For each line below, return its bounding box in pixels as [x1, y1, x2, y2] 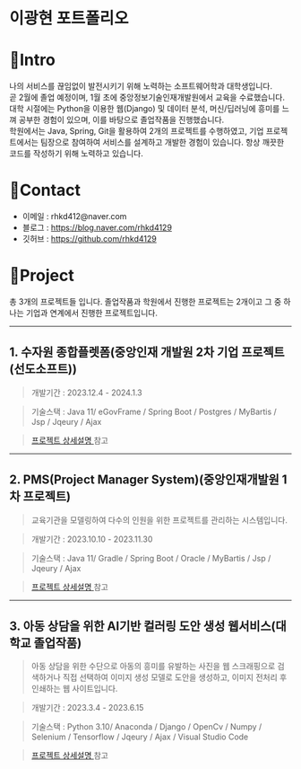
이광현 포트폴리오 [9, 8, 129, 29]
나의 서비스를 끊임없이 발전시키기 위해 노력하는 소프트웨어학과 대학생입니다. [9, 81, 273, 92]
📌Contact [9, 181, 82, 200]
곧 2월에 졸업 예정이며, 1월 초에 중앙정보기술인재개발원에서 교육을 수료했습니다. [9, 92, 285, 103]
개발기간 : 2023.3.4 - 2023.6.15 [30, 703, 144, 713]
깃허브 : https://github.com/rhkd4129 [21, 234, 157, 244]
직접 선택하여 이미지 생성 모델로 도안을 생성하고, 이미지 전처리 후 [62, 672, 288, 683]
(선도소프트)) [9, 361, 78, 377]
